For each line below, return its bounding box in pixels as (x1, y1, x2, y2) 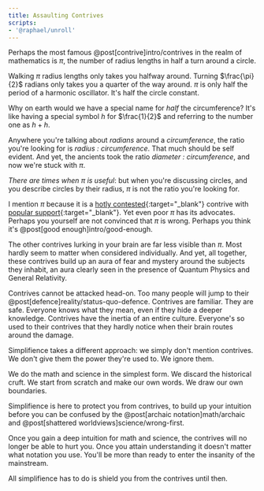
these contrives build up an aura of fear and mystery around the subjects (8, 257, 246, 266)
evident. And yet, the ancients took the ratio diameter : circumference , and (8, 152, 250, 162)
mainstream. (8, 459, 49, 468)
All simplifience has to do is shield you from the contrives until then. (8, 474, 229, 483)
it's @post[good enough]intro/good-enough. (8, 225, 153, 234)
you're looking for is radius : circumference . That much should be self (8, 143, 235, 154)
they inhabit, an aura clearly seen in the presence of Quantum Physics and (8, 265, 251, 274)
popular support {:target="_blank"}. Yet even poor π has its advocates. (8, 208, 236, 218)
